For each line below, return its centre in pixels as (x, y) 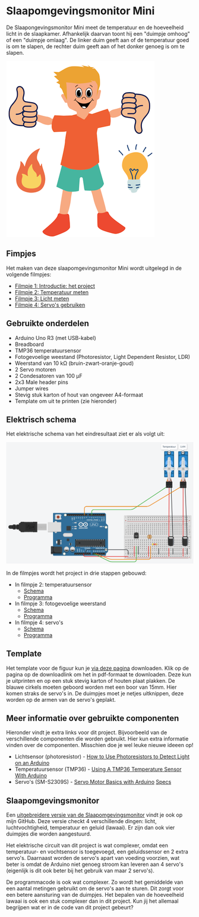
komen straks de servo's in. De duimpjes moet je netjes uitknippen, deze (95, 693)
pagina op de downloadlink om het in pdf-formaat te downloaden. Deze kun (99, 674)
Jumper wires (31, 388)
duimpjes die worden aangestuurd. (49, 834)
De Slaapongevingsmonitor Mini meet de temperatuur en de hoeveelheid (95, 27)
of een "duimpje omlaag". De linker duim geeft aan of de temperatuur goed (98, 40)
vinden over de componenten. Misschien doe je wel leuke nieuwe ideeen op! (100, 745)
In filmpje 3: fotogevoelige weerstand (60, 603)
